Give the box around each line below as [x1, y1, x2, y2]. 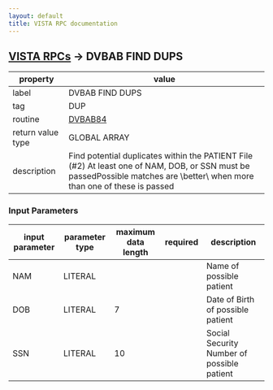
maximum [115, 226, 156, 237]
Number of [206, 347, 248, 358]
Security [206, 337, 239, 349]
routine [12, 114, 40, 125]
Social [206, 327, 230, 338]
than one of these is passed [68, 180, 175, 192]
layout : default [8, 11, 63, 20]
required [164, 236, 199, 248]
